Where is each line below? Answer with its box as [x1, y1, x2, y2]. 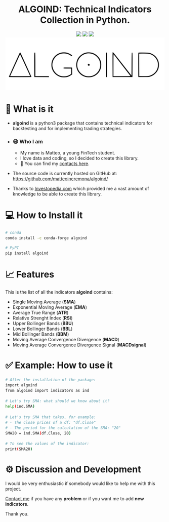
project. [5, 486, 22, 492]
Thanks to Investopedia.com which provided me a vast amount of [12, 185, 149, 191]
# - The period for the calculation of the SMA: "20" [5, 425, 121, 430]
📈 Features [5, 269, 55, 280]
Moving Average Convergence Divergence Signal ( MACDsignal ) [12, 342, 147, 348]
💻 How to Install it [5, 209, 83, 221]
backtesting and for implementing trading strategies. [12, 126, 122, 132]
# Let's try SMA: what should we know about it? [5, 398, 110, 404]
